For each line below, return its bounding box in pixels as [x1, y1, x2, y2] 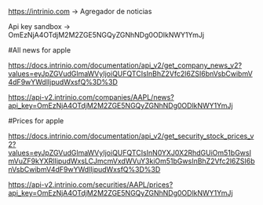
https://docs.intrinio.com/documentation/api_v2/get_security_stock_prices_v [8, 131, 254, 141]
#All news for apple [8, 46, 71, 54]
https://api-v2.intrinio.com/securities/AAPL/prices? [8, 180, 174, 189]
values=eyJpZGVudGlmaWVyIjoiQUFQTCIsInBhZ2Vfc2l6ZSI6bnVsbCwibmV [8, 69, 253, 78]
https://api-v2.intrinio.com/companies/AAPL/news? [8, 93, 174, 101]
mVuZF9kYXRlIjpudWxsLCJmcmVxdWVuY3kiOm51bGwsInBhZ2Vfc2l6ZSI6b [8, 156, 255, 166]
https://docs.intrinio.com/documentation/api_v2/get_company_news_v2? [8, 60, 242, 70]
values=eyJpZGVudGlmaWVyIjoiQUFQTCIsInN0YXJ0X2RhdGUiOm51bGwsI [8, 148, 251, 157]
